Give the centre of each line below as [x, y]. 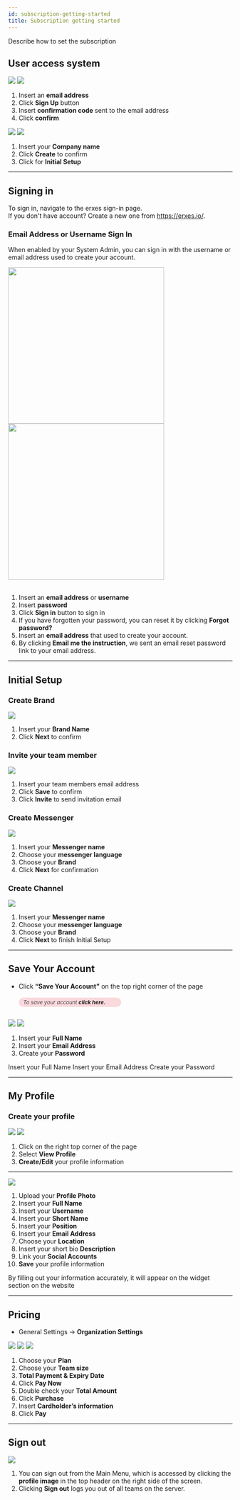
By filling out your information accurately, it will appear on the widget [109, 1278]
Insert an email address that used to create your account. [103, 636]
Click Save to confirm [50, 792]
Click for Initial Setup [49, 162]
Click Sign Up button [49, 103]
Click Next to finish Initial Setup [64, 940]
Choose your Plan [45, 1361]
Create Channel [36, 888]
